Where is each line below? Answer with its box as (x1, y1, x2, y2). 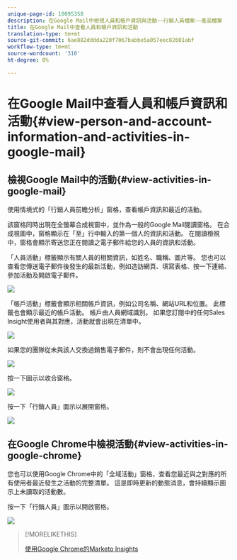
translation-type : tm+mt (7, 30, 81, 38)
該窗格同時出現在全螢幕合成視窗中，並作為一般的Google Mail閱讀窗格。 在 (7, 220, 224, 229)
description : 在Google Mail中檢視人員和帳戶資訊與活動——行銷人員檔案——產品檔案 (7, 17, 223, 24)
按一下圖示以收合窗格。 (7, 373, 76, 382)
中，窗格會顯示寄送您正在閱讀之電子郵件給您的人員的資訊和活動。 (7, 238, 200, 246)
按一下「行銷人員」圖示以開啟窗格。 (7, 502, 113, 511)
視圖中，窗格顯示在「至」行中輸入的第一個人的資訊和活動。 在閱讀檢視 (13, 229, 220, 238)
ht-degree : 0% (7, 57, 50, 64)
